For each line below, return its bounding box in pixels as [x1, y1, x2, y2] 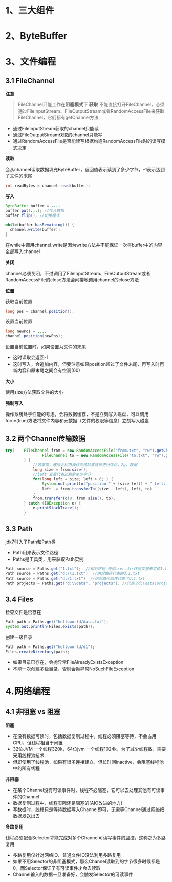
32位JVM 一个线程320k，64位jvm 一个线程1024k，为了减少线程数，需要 [12, 746, 166, 752]
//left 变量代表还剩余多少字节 [32, 472, 91, 477]
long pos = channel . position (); [5, 309, 74, 314]
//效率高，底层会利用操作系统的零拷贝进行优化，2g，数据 [32, 462, 137, 467]
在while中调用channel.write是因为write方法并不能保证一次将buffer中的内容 [5, 242, 163, 248]
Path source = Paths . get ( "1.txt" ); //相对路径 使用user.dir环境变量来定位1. [5, 566, 165, 571]
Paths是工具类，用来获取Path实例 [12, 556, 84, 562]
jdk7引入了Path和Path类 [5, 538, 56, 545]
